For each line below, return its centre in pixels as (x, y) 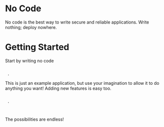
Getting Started (37, 47)
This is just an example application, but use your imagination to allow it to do (82, 83)
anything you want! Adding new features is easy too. (58, 88)
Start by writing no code (29, 61)
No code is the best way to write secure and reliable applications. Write (77, 22)
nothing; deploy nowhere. (31, 27)
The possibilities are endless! (35, 119)
